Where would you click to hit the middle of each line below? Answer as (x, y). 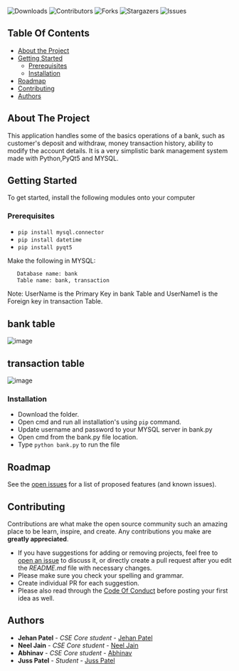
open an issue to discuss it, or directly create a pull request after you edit (124, 561)
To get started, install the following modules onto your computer (101, 198)
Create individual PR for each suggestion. (79, 583)
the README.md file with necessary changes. (85, 568)
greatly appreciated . (38, 539)
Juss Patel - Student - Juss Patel (66, 660)
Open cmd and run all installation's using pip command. (99, 422)
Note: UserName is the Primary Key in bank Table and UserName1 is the (113, 294)
